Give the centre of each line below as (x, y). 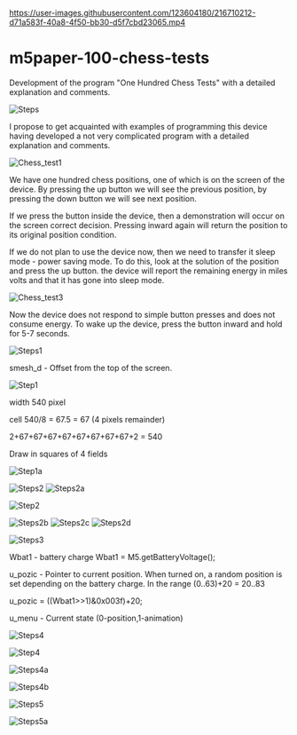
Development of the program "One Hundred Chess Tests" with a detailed (142, 83)
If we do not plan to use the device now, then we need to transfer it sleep (142, 251)
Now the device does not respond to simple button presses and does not (142, 314)
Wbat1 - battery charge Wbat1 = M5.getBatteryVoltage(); (112, 557)
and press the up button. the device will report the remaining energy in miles (148, 271)
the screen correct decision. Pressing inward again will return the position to (148, 225)
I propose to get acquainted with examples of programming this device (138, 126)
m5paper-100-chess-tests (109, 58)
